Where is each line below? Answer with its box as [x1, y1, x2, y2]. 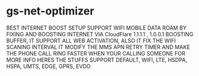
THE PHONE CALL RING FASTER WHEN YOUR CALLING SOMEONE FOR [6, 49, 186, 57]
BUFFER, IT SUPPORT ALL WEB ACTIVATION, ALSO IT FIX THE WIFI [6, 37, 176, 44]
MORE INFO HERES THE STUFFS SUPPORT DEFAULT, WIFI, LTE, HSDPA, [6, 56, 188, 63]
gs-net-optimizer [6, 4, 95, 18]
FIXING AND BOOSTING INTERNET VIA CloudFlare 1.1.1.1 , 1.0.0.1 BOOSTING [6, 30, 194, 37]
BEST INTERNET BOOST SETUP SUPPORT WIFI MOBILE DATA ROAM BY [6, 24, 187, 31]
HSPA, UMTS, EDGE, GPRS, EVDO [6, 62, 91, 70]
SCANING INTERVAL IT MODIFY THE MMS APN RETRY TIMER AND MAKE [6, 43, 191, 51]
